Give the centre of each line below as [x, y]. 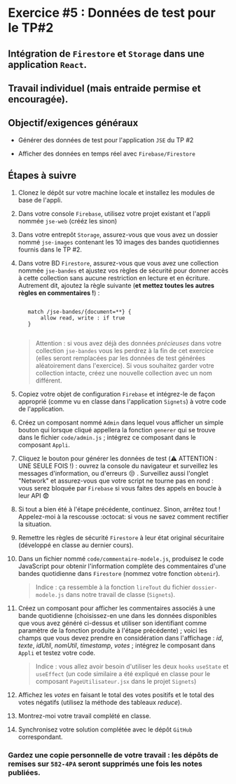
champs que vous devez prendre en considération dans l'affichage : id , [120, 638]
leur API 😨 [34, 495]
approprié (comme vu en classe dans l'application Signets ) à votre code [122, 401]
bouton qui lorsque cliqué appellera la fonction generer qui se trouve [117, 429]
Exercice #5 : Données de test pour [112, 13]
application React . [47, 64]
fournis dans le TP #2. [50, 249]
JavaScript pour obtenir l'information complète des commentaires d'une [122, 566]
